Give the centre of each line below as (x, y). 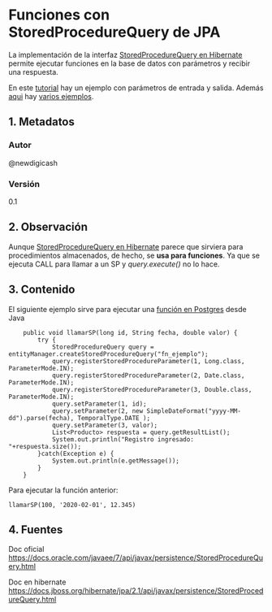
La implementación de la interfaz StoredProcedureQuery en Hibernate (125, 54)
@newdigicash (33, 163)
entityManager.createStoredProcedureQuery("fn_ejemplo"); (108, 354)
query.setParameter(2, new (97, 411)
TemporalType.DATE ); (114, 418)
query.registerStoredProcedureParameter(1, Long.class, (148, 361)
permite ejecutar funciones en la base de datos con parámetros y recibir (129, 63)
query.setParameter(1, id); (99, 404)
